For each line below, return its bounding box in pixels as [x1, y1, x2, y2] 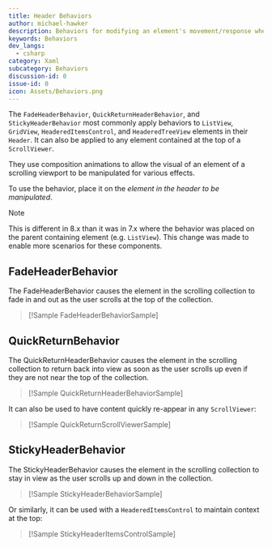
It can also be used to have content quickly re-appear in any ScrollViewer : [8, 404, 257, 413]
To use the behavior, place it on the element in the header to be [8, 184, 220, 194]
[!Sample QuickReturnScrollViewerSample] [28, 420, 172, 429]
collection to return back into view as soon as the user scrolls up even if [8, 364, 249, 374]
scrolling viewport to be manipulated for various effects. [8, 168, 196, 178]
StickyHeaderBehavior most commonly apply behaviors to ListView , [8, 118, 233, 128]
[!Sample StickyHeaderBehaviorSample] [28, 489, 163, 498]
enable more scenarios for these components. [8, 241, 163, 251]
